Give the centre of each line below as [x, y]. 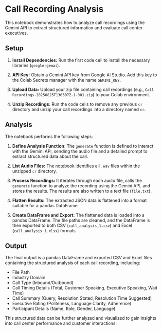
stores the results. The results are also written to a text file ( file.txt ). [82, 191]
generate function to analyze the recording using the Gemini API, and [81, 186]
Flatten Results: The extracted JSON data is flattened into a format [79, 200]
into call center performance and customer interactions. [61, 323]
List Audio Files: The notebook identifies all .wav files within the [76, 166]
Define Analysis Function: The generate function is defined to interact [83, 146]
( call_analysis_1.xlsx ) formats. [44, 230]
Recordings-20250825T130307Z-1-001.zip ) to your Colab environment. [81, 94]
